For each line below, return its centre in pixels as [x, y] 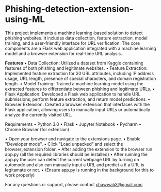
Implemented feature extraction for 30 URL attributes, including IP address [80, 73]
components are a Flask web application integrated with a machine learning [80, 48]
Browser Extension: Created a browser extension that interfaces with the [78, 104]
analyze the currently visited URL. [39, 115]
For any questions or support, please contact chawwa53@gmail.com [74, 184]
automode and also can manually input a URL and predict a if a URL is [75, 165]
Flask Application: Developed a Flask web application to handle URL [73, 94]
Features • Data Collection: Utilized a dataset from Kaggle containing [74, 63]
